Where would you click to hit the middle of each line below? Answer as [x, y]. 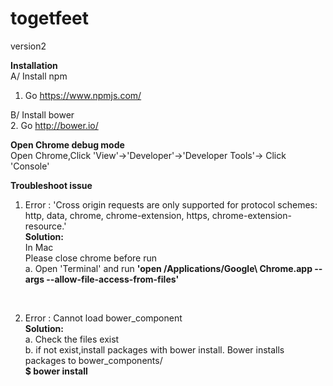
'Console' [30, 166]
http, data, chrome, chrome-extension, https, [117, 215]
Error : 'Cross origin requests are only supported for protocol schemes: [171, 204]
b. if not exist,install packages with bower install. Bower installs [154, 349]
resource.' [45, 226]
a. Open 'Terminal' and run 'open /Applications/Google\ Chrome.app [168, 268]
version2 [28, 46]
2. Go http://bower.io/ [54, 125]
